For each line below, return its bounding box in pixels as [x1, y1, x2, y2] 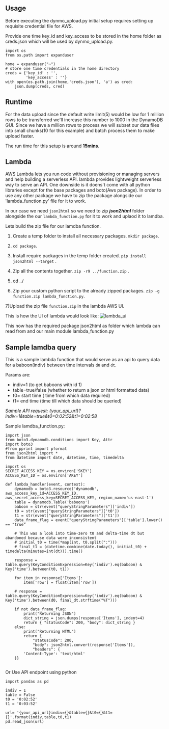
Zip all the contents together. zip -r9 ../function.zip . [12, 268, 129, 274]
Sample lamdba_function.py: [5, 423, 65, 429]
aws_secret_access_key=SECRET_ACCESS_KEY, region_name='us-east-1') [5, 495, 154, 501]
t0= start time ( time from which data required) [12, 392, 110, 399]
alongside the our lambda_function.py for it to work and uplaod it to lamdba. [5, 213, 164, 220]
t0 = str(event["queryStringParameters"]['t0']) [14, 509, 120, 514]
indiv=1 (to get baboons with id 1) [12, 382, 82, 388]
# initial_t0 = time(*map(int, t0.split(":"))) [14, 540, 117, 545]
